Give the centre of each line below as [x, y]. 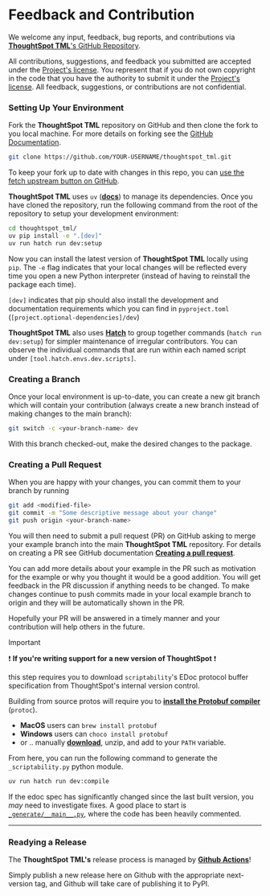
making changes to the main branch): [70, 414]
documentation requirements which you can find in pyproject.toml [119, 308]
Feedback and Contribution [102, 15]
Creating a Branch [44, 379]
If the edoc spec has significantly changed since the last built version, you [131, 796]
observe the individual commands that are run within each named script [127, 349]
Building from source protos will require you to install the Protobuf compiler [135, 701]
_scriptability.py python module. [66, 767]
